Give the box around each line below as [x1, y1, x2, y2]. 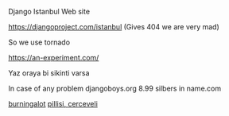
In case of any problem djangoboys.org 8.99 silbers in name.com [8, 83, 221, 93]
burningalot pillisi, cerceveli [8, 99, 98, 108]
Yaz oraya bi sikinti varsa [8, 68, 90, 78]
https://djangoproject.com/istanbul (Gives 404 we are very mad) [8, 22, 220, 31]
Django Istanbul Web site [8, 7, 90, 16]
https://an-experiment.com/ [8, 53, 99, 62]
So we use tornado [8, 37, 70, 47]
